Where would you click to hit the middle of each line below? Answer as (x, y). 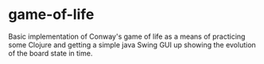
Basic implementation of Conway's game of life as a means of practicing (127, 36)
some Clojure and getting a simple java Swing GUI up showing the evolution (132, 44)
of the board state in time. (50, 53)
